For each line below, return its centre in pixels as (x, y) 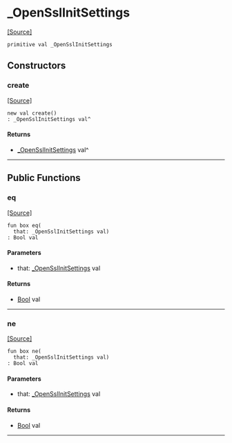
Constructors (37, 66)
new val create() (32, 113)
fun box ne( (24, 351)
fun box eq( (24, 225)
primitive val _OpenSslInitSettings (60, 44)
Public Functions (44, 178)
